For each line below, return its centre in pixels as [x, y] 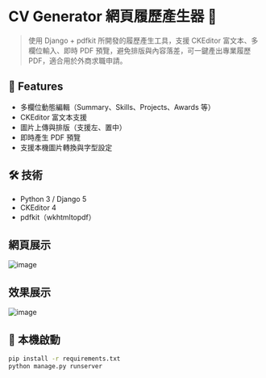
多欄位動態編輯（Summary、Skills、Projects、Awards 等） [117, 107]
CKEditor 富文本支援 [53, 117]
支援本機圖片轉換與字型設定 [66, 147]
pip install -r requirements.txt [64, 359]
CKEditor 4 [38, 208]
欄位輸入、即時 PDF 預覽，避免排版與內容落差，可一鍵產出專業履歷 [139, 50]
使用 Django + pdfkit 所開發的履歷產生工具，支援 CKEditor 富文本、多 [143, 40]
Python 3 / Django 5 [53, 199]
